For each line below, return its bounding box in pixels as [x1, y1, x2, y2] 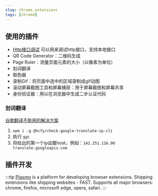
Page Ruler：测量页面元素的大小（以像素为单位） [12, 59, 115, 65]
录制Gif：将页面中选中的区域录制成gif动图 [12, 78, 100, 84]
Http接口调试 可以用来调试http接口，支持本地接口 [12, 47, 116, 53]
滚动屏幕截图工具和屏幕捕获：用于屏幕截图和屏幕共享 [12, 85, 124, 91]
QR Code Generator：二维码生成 [12, 53, 81, 59]
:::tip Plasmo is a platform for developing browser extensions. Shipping [5, 174, 153, 180]
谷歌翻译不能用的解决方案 [5, 117, 59, 123]
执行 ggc [12, 133, 30, 139]
